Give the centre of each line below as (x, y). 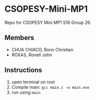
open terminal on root (33, 82)
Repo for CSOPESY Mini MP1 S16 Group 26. (48, 22)
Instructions (23, 70)
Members (19, 38)
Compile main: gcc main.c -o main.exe (50, 87)
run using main (26, 92)
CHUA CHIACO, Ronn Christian (42, 49)
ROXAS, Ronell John (32, 55)
